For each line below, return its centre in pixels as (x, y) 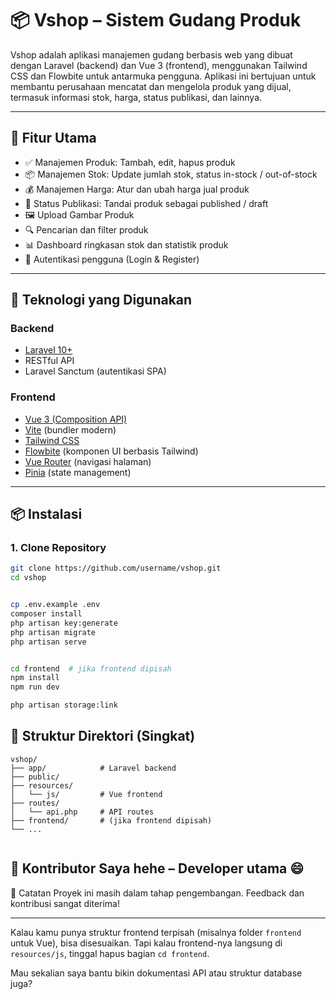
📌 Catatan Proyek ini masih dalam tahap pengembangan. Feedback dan (157, 893)
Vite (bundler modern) (70, 429)
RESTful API (49, 361)
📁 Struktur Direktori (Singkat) (103, 736)
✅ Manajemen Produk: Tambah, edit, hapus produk (130, 162)
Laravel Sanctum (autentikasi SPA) (95, 371)
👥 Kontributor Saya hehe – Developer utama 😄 (157, 868)
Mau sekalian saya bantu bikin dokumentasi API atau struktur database (156, 973)
